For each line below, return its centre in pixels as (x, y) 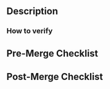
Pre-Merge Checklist (52, 53)
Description (32, 11)
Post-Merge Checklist (55, 77)
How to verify (30, 31)
